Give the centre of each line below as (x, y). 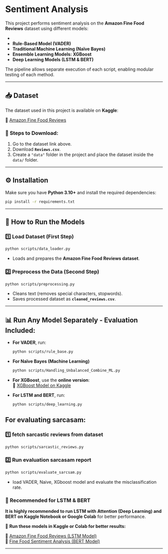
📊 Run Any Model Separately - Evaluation (72, 320)
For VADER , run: (29, 343)
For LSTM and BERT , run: (39, 395)
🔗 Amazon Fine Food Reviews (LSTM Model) (51, 536)
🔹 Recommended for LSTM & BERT (48, 500)
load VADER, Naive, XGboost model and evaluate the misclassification (84, 482)
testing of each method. (30, 74)
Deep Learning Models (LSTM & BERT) (53, 59)
